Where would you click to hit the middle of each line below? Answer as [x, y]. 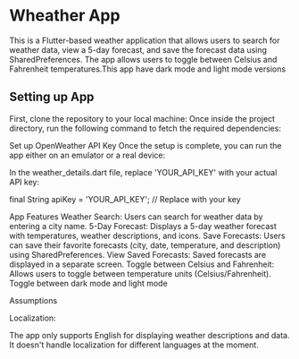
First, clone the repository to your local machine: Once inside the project [142, 118]
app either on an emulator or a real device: [87, 155]
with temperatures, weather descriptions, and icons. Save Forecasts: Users [147, 235]
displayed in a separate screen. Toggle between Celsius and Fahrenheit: [142, 264]
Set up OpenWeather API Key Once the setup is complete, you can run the [145, 145]
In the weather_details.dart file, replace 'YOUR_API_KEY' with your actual [143, 172]
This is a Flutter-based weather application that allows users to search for [145, 40]
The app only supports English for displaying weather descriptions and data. [149, 335]
